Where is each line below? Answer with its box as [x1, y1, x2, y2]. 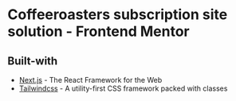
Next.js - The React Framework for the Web [18, 76, 163, 84]
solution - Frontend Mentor [7, 22, 191, 41]
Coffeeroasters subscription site [7, 6, 228, 24]
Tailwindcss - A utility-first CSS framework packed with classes [18, 84, 228, 93]
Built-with [7, 54, 58, 68]
